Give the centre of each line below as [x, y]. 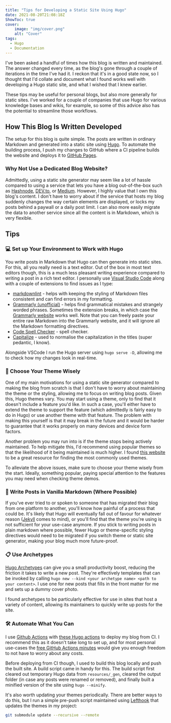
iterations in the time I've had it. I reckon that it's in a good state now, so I [82, 73]
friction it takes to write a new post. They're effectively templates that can [83, 573]
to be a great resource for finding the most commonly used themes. [77, 458]
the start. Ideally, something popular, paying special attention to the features [86, 473]
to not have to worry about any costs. [45, 653]
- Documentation [27, 48]
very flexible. [19, 218]
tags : [11, 39]
